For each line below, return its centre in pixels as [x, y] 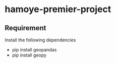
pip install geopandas [34, 50]
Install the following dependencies [40, 40]
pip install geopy [29, 55]
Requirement [25, 28]
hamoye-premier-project [58, 9]
